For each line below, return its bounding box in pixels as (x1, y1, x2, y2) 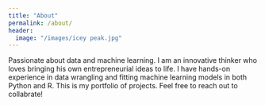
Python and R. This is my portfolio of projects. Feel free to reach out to (8, 81, 238, 91)
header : (8, 26, 34, 34)
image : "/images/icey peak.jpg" (15, 33, 123, 42)
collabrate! (8, 89, 44, 99)
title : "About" (8, 11, 59, 20)
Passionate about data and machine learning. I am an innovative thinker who (8, 56, 258, 65)
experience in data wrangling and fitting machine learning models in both (8, 72, 248, 82)
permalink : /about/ (8, 19, 73, 27)
